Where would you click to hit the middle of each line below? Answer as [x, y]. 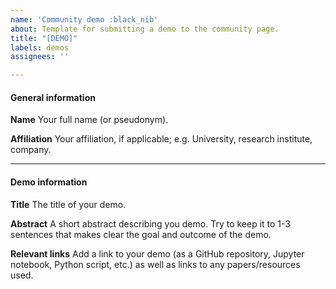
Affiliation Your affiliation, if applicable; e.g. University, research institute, [161, 139]
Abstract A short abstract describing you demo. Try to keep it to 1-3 [150, 223]
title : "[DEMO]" [44, 38]
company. [31, 150]
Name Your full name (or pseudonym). [89, 120]
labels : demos [40, 47]
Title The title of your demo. [68, 204]
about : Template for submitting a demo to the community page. [145, 29]
